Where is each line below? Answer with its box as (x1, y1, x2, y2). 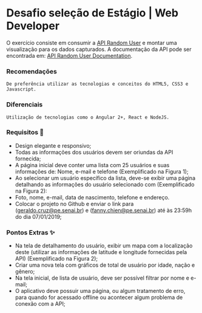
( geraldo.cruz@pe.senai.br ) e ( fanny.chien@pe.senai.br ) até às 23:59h (15, 207, 192, 214)
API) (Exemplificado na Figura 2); (15, 255, 98, 263)
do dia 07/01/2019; (15, 213, 62, 220)
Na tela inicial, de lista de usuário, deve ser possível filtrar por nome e (15, 274, 190, 282)
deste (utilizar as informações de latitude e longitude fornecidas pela (15, 249, 187, 256)
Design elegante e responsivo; (15, 142, 92, 149)
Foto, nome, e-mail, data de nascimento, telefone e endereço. (15, 193, 170, 201)
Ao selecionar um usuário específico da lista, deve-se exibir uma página (15, 174, 196, 182)
